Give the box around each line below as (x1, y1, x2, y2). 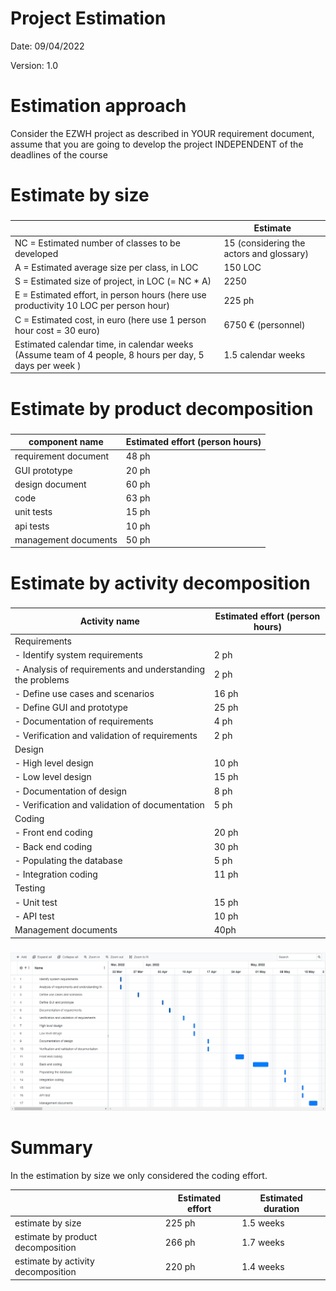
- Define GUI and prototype (14, 702, 129, 714)
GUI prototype (14, 464, 73, 476)
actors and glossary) (223, 247, 309, 259)
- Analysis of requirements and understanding (14, 663, 206, 675)
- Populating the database (14, 854, 123, 866)
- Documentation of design (14, 785, 127, 797)
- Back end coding (14, 840, 93, 852)
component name (28, 436, 104, 448)
